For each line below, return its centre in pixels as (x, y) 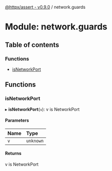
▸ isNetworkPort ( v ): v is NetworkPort (42, 109)
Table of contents (32, 45)
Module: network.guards (56, 27)
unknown (35, 141)
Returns (13, 153)
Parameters (17, 120)
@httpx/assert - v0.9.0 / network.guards (45, 7)
